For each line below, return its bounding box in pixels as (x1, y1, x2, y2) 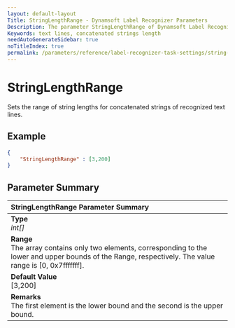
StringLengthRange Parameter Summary (10, 203, 149, 212)
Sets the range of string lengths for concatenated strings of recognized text (7, 102, 225, 111)
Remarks (10, 292, 41, 302)
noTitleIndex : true (7, 43, 64, 50)
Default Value (10, 272, 57, 282)
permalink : (7, 50, 39, 57)
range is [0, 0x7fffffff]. (10, 261, 85, 271)
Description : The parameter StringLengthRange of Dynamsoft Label (7, 23, 205, 30)
